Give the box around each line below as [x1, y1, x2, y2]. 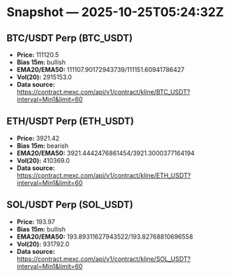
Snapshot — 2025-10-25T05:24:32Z [6, 4, 224, 20]
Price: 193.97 [16, 218, 55, 226]
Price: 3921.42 [16, 134, 60, 142]
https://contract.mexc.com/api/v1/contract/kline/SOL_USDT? [16, 255, 191, 263]
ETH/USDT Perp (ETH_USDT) [6, 115, 134, 127]
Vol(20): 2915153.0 [16, 73, 73, 81]
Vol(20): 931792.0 [16, 239, 70, 248]
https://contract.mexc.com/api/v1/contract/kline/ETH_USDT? [16, 171, 191, 179]
